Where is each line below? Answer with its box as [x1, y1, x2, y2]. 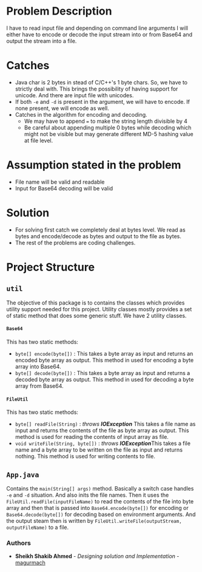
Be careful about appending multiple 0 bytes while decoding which [24, 123, 192, 131]
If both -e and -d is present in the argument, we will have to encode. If [15, 98, 190, 105]
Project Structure [6, 260, 95, 274]
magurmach [15, 559, 45, 567]
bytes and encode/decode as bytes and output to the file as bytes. [15, 232, 182, 239]
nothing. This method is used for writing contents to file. [15, 453, 156, 460]
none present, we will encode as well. [15, 105, 109, 112]
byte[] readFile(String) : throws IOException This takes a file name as [15, 421, 196, 428]
